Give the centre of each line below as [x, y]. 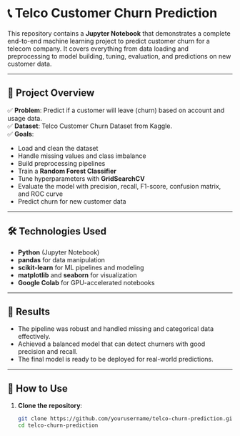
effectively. [34, 337]
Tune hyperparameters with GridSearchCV [81, 178]
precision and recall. [47, 352]
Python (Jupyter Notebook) [59, 252]
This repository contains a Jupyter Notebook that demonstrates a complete [119, 33]
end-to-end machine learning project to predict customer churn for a [109, 41]
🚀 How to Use [37, 388]
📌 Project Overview [51, 93]
